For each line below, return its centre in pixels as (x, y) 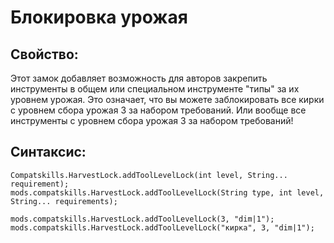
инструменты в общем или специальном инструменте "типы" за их (155, 89)
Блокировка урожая (99, 17)
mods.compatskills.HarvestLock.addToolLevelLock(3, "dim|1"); (142, 219)
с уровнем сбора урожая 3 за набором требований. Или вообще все (158, 110)
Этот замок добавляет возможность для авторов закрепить (139, 78)
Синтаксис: (48, 152)
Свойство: (44, 54)
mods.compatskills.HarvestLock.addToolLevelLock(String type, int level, (167, 192)
